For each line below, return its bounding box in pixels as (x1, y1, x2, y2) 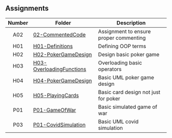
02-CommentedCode (33, 31, 86, 38)
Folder (55, 19, 72, 26)
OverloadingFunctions (33, 65, 87, 73)
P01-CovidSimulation (33, 121, 86, 128)
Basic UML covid (98, 118, 139, 125)
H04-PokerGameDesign (33, 77, 92, 84)
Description (116, 19, 146, 26)
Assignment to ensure (98, 28, 151, 35)
